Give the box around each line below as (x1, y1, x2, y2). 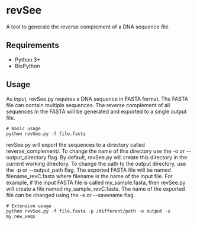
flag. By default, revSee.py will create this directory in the (47, 153, 188, 160)
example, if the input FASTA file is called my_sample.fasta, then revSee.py (6, 179, 186, 186)
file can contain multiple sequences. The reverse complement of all (6, 101, 170, 108)
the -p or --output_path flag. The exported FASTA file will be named (6, 166, 172, 173)
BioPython (14, 62, 40, 69)
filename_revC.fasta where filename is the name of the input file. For (6, 172, 173, 179)
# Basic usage (6, 126, 41, 131)
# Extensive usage (6, 202, 51, 209)
